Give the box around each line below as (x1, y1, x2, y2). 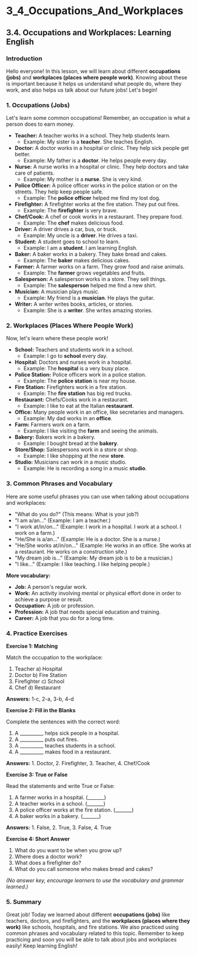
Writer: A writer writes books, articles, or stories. (14, 301, 133, 308)
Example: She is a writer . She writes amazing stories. (23, 307, 153, 314)
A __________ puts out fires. (14, 736, 79, 743)
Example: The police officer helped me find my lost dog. (23, 195, 161, 202)
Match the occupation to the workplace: (6, 654, 103, 661)
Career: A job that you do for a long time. (14, 614, 115, 621)
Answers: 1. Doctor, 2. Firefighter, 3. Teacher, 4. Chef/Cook (6, 760, 151, 767)
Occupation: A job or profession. (14, 602, 95, 609)
